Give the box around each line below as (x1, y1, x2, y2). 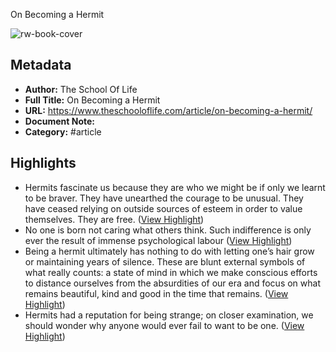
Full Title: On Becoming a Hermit (24, 94, 161, 106)
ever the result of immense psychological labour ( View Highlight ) (24, 234, 293, 246)
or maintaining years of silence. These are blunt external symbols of (24, 255, 306, 268)
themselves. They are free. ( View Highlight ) (24, 213, 205, 225)
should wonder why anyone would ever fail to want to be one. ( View (24, 319, 305, 331)
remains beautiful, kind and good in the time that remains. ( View (24, 287, 289, 299)
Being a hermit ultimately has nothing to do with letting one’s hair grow (24, 245, 315, 257)
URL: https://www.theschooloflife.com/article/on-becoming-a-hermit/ (24, 104, 313, 116)
